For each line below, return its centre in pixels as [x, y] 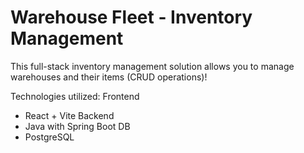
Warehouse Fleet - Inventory [131, 17]
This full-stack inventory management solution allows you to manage [152, 66]
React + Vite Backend [69, 115]
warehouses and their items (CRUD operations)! [109, 77]
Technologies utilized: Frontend [75, 96]
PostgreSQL [49, 137]
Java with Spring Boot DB [77, 126]
